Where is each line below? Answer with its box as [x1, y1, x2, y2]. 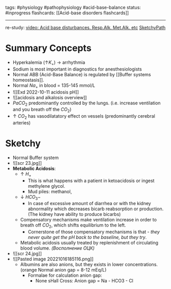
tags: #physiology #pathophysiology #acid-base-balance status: [5, 5, 141, 10]
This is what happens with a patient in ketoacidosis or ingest [27, 177, 155, 184]
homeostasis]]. [12, 77, 44, 83]
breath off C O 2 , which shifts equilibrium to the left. [20, 222, 126, 230]
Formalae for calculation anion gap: [27, 272, 102, 278]
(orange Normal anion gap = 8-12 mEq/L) [20, 267, 107, 273]
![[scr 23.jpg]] [12, 160, 42, 166]
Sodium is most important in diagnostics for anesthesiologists [12, 66, 142, 72]
